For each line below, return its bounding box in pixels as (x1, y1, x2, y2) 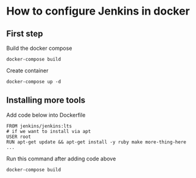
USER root (6, 134, 32, 140)
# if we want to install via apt (6, 128, 91, 134)
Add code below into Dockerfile (6, 111, 86, 118)
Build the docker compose (6, 44, 72, 52)
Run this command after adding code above (6, 155, 116, 162)
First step (6, 29, 43, 39)
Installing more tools (6, 95, 86, 106)
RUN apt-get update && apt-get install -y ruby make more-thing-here (6, 139, 187, 145)
